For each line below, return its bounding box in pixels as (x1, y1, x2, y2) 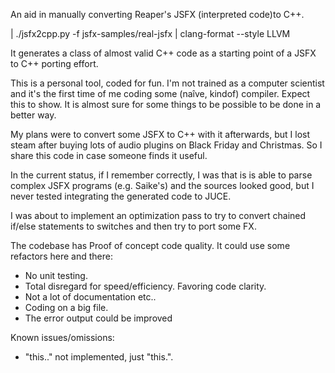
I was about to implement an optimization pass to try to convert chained (10, 210, 307, 221)
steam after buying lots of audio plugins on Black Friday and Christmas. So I (10, 139, 323, 151)
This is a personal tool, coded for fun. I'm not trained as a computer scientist (10, 77, 325, 89)
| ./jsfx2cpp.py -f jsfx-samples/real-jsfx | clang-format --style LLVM (10, 28, 291, 39)
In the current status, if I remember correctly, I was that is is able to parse (10, 169, 313, 181)
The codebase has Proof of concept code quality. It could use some (10, 240, 291, 251)
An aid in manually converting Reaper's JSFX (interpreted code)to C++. (10, 9, 305, 20)
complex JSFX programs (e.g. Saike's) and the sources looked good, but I (10, 180, 315, 191)
